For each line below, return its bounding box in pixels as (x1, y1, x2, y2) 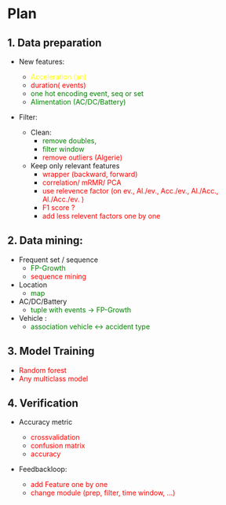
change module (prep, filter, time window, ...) (30, 488, 176, 498)
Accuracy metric (18, 418, 73, 427)
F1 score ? (42, 203, 75, 212)
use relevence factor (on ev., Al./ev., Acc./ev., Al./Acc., (42, 186, 219, 195)
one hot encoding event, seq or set (30, 89, 144, 98)
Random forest (18, 365, 67, 374)
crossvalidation (30, 433, 80, 442)
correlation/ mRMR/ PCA (42, 178, 122, 187)
